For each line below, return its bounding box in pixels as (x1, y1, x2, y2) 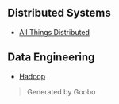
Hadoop (18, 71, 45, 81)
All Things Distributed (18, 27, 90, 37)
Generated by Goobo (26, 87, 96, 96)
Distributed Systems (7, 6, 112, 20)
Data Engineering (7, 51, 95, 64)
